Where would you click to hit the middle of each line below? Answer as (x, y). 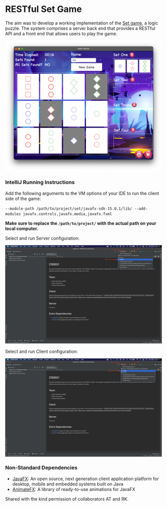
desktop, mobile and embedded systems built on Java (68, 484)
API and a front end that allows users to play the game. (61, 33)
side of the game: (23, 199)
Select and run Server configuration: (42, 238)
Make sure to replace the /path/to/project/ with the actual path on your (81, 223)
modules (13, 214)
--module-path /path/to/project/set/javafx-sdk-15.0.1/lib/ (69, 209)
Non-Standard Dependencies (42, 468)
